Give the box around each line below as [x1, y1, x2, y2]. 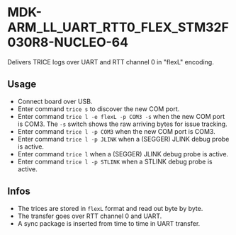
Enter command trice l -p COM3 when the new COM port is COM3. [17, 127, 215, 135]
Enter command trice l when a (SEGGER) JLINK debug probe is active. [17, 149, 229, 158]
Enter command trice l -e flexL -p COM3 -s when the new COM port [17, 112, 225, 120]
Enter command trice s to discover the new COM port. [17, 104, 180, 113]
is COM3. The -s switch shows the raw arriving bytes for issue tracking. [17, 120, 228, 128]
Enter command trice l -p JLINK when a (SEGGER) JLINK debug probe [17, 134, 230, 143]
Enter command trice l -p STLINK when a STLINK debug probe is [17, 157, 213, 166]
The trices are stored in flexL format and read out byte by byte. [17, 204, 203, 212]
